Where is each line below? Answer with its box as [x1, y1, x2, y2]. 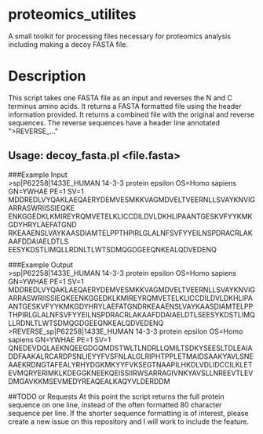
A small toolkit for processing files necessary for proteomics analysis [8, 31, 232, 41]
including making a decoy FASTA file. [8, 39, 128, 49]
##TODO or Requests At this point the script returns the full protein [8, 392, 225, 401]
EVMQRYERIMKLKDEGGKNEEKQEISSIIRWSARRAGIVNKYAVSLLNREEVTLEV [8, 368, 254, 378]
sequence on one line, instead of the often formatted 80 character [8, 400, 222, 409]
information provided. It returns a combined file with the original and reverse [8, 110, 255, 119]
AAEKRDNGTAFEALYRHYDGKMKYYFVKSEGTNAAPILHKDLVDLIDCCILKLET [8, 360, 253, 369]
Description [8, 67, 86, 85]
